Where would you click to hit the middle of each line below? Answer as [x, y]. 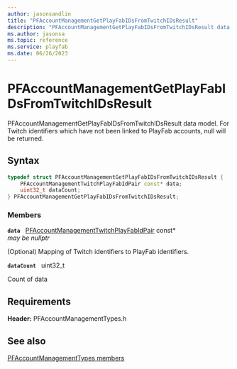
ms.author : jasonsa [36, 34]
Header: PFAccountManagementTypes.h [67, 319]
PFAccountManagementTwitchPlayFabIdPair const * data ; [101, 184]
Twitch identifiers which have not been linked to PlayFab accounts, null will [117, 131]
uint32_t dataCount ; [50, 190]
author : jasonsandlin [39, 14]
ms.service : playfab [38, 47]
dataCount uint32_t [36, 265]
